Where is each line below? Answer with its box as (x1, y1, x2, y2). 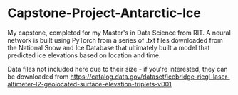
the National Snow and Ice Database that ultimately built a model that (7, 43, 210, 52)
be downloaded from (7, 72, 69, 81)
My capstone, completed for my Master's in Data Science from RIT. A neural (7, 28, 232, 37)
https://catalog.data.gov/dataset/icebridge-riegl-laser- (70, 72, 230, 81)
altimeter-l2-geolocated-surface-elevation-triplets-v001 (7, 79, 172, 88)
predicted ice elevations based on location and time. (7, 51, 162, 60)
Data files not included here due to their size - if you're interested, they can (7, 65, 228, 73)
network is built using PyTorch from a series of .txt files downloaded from (7, 35, 223, 44)
